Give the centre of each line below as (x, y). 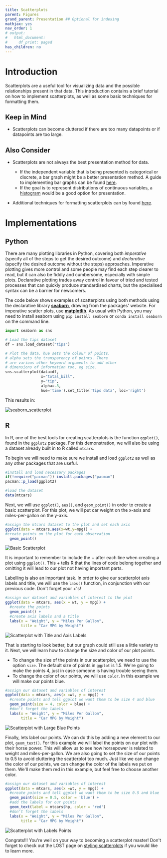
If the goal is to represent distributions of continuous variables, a (86, 188)
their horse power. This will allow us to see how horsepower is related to (79, 748)
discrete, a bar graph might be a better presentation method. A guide (90, 177)
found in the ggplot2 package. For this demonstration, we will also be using (82, 443)
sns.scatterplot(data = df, (32, 372)
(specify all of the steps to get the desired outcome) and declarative (75, 259)
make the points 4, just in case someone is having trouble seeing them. (85, 671)
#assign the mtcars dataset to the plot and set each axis (68, 524)
